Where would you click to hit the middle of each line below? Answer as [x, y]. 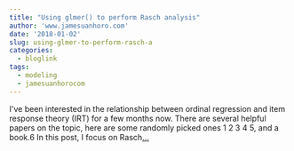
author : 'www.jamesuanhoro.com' [69, 26]
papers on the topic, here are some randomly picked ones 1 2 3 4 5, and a [144, 127]
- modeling [37, 75]
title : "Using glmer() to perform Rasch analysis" [105, 17]
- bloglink [37, 59]
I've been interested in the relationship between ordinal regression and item [147, 108]
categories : [31, 51]
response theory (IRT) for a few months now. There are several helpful [138, 118]
